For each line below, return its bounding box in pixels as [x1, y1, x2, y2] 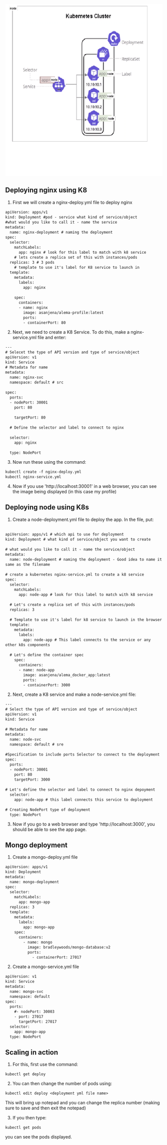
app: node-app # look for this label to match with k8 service [18, 592, 153, 597]
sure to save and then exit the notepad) [5, 1105, 86, 1111]
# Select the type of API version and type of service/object [5, 706, 137, 712]
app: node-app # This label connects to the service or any [23, 637, 151, 642]
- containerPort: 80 [23, 320, 66, 325]
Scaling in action [5, 1048, 58, 1057]
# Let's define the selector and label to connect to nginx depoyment [5, 787, 155, 792]
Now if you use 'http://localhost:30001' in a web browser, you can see [12, 483, 157, 489]
